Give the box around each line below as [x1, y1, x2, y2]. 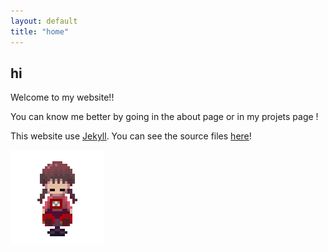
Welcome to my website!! [10, 91, 115, 104]
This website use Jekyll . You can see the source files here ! [10, 130, 252, 142]
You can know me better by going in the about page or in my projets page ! [10, 111, 319, 123]
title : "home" [10, 26, 70, 37]
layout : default [10, 16, 78, 26]
